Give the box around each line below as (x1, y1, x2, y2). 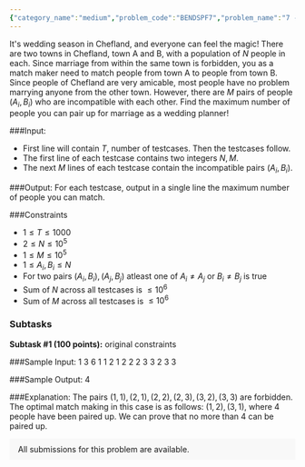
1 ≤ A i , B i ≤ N (22, 259, 72, 273)
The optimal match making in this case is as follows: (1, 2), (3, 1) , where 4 (9, 401, 280, 412)
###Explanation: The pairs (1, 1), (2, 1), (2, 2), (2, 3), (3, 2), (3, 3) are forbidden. (9, 392, 293, 402)
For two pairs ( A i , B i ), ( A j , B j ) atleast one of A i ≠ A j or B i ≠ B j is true (22, 271, 268, 284)
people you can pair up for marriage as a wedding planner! (9, 108, 230, 119)
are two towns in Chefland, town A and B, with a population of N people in (9, 47, 286, 59)
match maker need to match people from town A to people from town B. (9, 67, 279, 78)
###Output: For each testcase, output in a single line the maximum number (9, 183, 290, 194)
